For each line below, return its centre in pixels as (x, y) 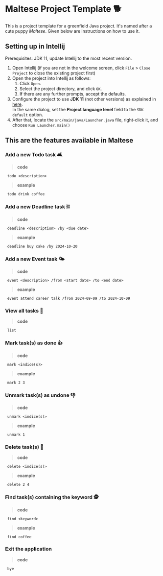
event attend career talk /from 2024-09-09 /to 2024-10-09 (69, 299)
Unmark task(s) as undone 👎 (40, 395)
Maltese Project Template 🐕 (63, 9)
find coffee (19, 537)
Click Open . (30, 83)
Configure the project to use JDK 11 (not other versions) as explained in (84, 99)
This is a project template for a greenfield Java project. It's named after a (79, 26)
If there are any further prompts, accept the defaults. (73, 94)
